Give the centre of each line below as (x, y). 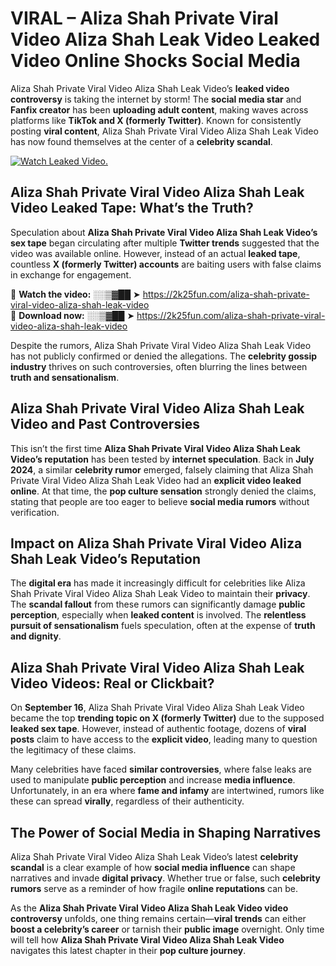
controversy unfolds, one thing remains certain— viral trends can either (158, 918)
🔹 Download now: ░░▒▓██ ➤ (72, 315)
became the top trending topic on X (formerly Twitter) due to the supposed (167, 718)
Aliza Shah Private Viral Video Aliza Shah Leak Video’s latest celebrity (154, 856)
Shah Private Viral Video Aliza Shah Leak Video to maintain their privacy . (160, 594)
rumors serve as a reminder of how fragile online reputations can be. (154, 888)
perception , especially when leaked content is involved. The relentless (158, 615)
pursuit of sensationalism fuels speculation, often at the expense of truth (163, 626)
